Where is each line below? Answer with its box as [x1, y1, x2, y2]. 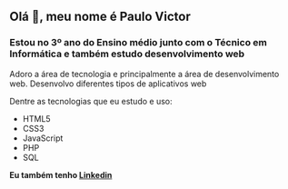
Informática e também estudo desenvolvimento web [9, 47, 245, 60]
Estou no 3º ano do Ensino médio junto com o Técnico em [9, 36, 268, 49]
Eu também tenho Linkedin [9, 169, 113, 180]
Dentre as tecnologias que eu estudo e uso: [9, 95, 173, 106]
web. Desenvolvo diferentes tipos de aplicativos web [9, 78, 207, 89]
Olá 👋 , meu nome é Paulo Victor [9, 9, 191, 25]
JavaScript [22, 133, 64, 144]
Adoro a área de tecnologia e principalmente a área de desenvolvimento [9, 68, 280, 79]
